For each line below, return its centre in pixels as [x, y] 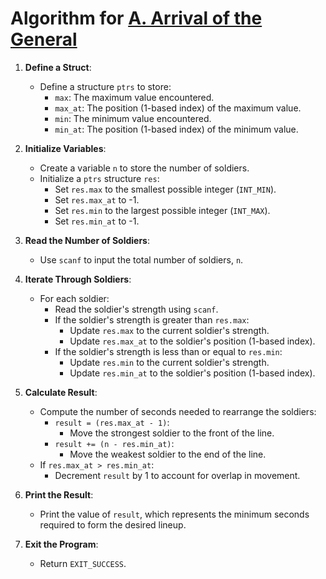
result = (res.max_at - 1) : [112, 422]
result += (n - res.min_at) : [114, 443]
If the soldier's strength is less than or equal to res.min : [168, 351]
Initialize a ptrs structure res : [99, 178]
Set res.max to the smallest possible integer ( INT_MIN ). [165, 189]
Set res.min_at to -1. [97, 221]
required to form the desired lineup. [113, 524]
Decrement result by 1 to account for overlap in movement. [177, 475]
